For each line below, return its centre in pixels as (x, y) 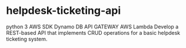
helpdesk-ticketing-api (64, 11)
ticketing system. (27, 39)
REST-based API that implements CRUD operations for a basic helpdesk (93, 32)
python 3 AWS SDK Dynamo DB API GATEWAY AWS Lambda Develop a (92, 27)
